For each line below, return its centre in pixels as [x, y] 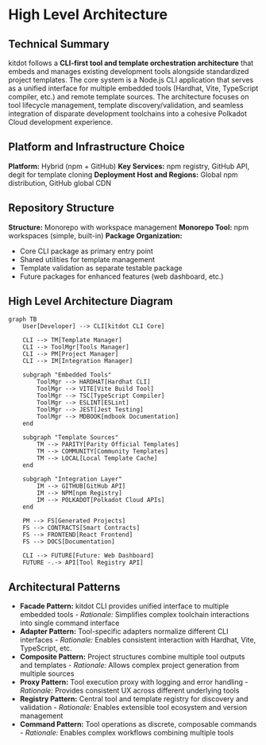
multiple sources [47, 674]
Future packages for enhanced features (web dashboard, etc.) [121, 276]
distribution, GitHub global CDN [60, 183]
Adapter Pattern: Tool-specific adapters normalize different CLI [124, 631]
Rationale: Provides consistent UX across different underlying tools [129, 691]
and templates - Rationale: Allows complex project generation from [129, 666]
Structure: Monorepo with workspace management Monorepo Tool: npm [128, 227]
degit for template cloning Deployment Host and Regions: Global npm [123, 174]
